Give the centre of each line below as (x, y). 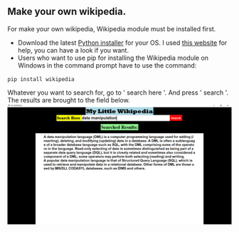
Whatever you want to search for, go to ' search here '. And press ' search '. (118, 93)
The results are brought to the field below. (69, 100)
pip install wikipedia (41, 79)
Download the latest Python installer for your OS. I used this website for (122, 43)
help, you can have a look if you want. (73, 50)
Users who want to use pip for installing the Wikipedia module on (113, 58)
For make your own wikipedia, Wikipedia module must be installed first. (112, 28)
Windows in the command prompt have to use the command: (107, 65)
